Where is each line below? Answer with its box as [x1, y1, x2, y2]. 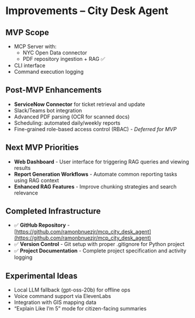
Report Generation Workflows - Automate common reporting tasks [13, 170, 177, 177]
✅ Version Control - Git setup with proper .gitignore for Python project [13, 241, 185, 248]
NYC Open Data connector [22, 49, 87, 56]
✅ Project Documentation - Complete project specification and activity [13, 247, 187, 254]
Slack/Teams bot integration [13, 107, 83, 114]
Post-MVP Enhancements [5, 85, 102, 95]
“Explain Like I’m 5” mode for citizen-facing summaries [13, 305, 147, 312]
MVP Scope [5, 28, 49, 37]
